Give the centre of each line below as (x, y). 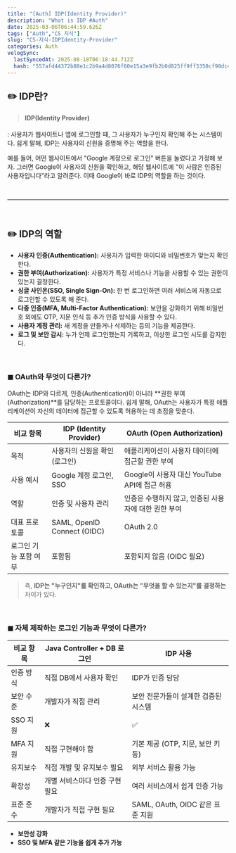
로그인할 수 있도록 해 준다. (53, 299)
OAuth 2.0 (141, 527)
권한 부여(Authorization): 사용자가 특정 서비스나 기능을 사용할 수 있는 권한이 (123, 273)
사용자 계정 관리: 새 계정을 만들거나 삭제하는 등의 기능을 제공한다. (106, 326)
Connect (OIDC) (78, 531)
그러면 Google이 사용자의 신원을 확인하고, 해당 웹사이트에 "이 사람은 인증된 (119, 167)
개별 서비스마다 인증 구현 (83, 781)
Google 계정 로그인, (83, 476)
